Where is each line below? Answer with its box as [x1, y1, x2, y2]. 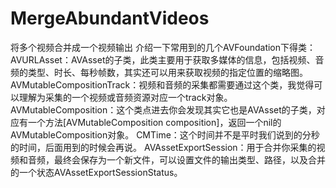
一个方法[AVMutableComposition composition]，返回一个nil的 [27, 116, 282, 128]
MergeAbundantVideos [10, 7, 210, 30]
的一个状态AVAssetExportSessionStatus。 [10, 166, 183, 178]
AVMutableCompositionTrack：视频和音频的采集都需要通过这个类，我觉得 [10, 78, 315, 91]
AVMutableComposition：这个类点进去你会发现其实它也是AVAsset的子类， [10, 103, 317, 116]
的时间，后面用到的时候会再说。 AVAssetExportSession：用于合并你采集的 [10, 141, 317, 153]
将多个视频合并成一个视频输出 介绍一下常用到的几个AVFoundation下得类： [10, 41, 317, 53]
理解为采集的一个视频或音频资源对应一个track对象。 [18, 91, 233, 103]
